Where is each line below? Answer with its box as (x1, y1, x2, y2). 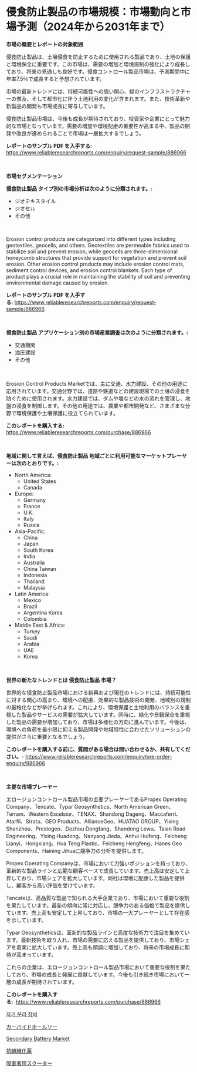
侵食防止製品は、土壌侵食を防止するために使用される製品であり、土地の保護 (6, 53, 191, 60)
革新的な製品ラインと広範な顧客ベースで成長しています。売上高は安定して (6, 867, 185, 874)
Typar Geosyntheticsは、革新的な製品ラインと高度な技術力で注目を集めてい (6, 929, 190, 936)
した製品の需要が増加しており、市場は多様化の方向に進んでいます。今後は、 (6, 718, 190, 725)
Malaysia (23, 584, 45, 591)
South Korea (23, 546, 54, 554)
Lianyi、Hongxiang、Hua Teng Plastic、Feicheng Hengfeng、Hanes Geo (6, 840, 182, 847)
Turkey (23, 628, 40, 635)
